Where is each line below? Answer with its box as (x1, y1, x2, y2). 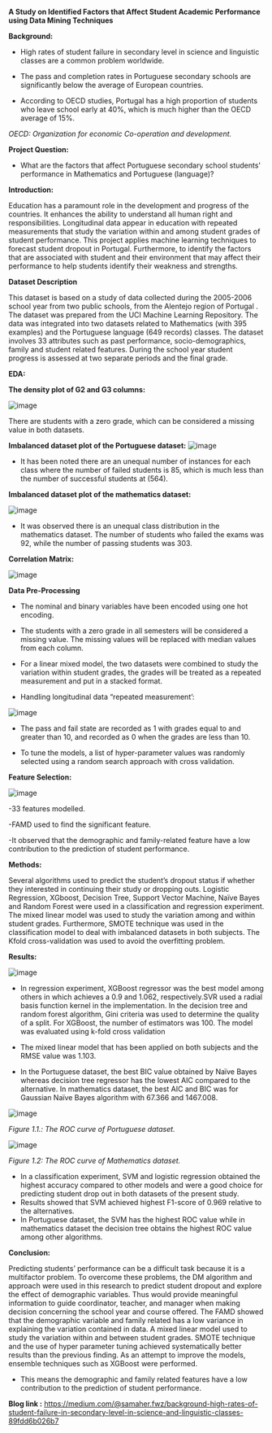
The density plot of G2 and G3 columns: (8, 385, 146, 394)
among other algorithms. (19, 1232, 103, 1242)
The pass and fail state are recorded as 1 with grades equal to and (19, 723, 241, 733)
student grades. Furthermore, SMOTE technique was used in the (8, 919, 224, 928)
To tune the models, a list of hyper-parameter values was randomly (19, 748, 245, 758)
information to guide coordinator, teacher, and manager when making (8, 1298, 241, 1308)
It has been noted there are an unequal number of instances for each (19, 457, 252, 466)
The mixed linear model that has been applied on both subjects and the (19, 1042, 258, 1052)
